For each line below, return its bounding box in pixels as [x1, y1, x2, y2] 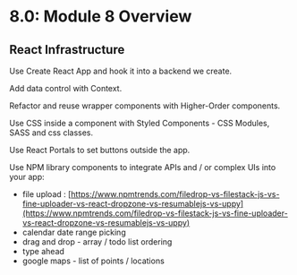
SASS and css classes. [9, 127, 94, 138]
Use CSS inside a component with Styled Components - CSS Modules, [9, 118, 270, 128]
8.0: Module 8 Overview [9, 6, 192, 27]
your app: [9, 172, 45, 182]
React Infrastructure [9, 42, 125, 57]
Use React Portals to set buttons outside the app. [9, 145, 191, 155]
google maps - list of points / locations [21, 255, 165, 266]
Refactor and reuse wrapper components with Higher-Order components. [9, 100, 281, 111]
